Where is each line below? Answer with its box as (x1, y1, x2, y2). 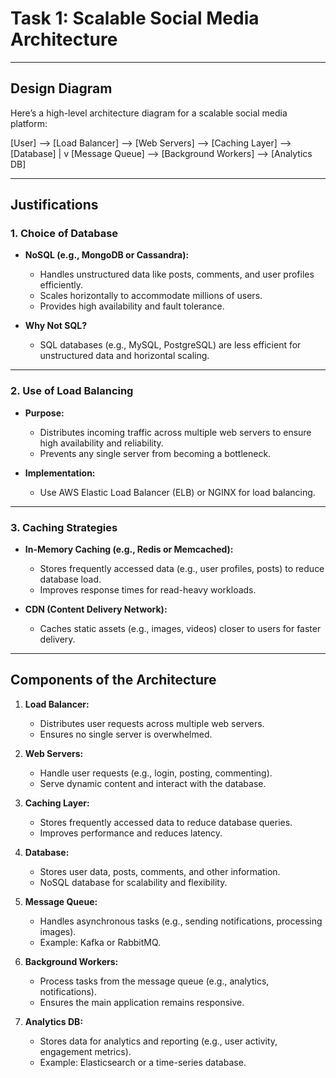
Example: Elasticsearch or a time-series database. (39, 1056, 247, 1068)
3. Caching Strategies (10, 520, 118, 534)
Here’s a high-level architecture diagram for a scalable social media (10, 107, 288, 119)
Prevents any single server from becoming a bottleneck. (39, 447, 272, 459)
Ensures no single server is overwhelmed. (39, 728, 213, 740)
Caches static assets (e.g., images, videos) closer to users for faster (39, 623, 322, 635)
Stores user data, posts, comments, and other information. (39, 865, 281, 877)
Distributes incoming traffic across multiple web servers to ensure (39, 426, 312, 438)
